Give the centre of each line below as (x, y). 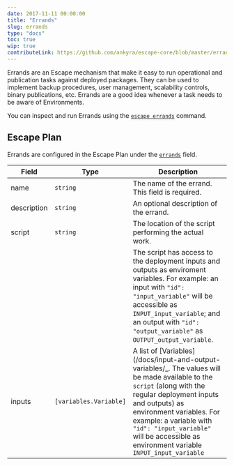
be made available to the (173, 377)
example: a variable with (172, 421)
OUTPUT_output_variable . (173, 339)
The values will (196, 368)
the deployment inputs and (177, 261)
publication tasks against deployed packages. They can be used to (103, 80)
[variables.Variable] (91, 401)
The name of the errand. (172, 183)
